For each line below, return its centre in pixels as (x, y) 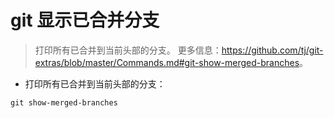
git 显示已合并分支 (85, 20)
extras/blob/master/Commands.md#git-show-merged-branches (167, 62)
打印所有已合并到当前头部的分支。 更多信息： (128, 50)
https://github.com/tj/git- (272, 50)
